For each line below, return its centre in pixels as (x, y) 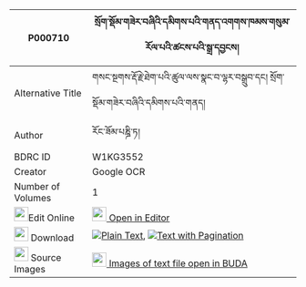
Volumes (33, 198)
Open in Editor (139, 218)
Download (52, 238)
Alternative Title (48, 93)
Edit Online (52, 218)
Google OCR (119, 172)
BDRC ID (33, 157)
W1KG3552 (118, 157)
